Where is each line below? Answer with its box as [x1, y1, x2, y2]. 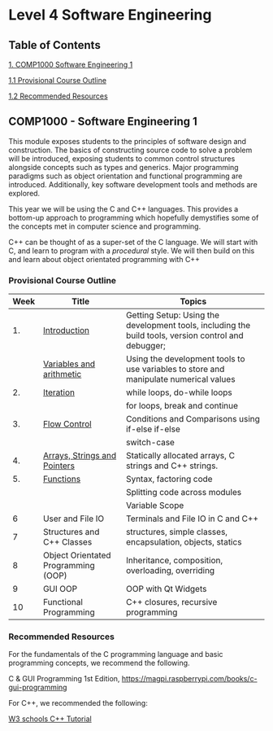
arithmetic [43, 369, 82, 380]
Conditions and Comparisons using [125, 414, 260, 425]
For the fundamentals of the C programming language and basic [8, 650, 223, 659]
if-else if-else [125, 423, 180, 435]
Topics [180, 295, 207, 307]
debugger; [125, 340, 167, 352]
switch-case [125, 437, 175, 449]
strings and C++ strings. [125, 460, 219, 471]
